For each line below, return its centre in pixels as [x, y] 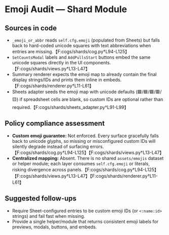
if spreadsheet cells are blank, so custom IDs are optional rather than [91, 99]
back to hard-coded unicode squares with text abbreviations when [81, 46]
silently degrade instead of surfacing [50, 146]
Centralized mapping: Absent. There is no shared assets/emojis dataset [88, 158]
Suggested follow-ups [41, 199]
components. [97, 63]
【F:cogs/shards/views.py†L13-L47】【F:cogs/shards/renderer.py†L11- [85, 176]
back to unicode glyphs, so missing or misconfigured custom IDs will [84, 141]
